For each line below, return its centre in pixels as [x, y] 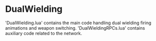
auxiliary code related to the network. [44, 33]
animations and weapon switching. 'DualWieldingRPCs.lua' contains [75, 28]
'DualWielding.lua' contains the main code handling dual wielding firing [78, 23]
